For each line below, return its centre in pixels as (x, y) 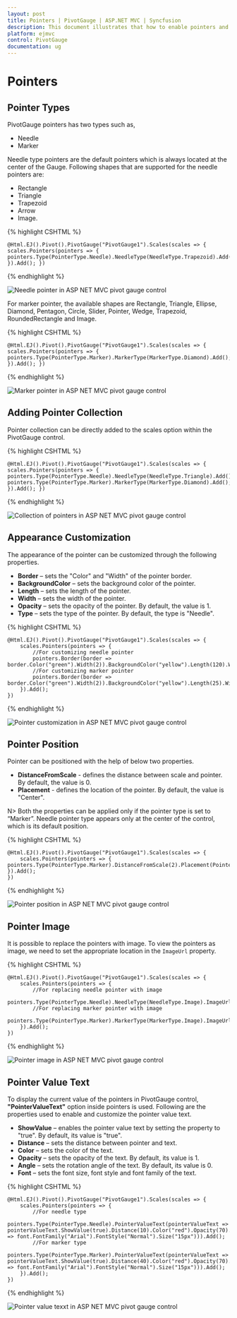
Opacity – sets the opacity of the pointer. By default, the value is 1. (114, 606)
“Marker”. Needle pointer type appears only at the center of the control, (111, 819)
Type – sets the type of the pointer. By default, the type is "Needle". (116, 613)
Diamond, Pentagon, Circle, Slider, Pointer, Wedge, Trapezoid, (97, 311)
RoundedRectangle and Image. (52, 319)
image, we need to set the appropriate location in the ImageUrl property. (112, 951)
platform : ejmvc (31, 34)
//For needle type (60, 1212)
